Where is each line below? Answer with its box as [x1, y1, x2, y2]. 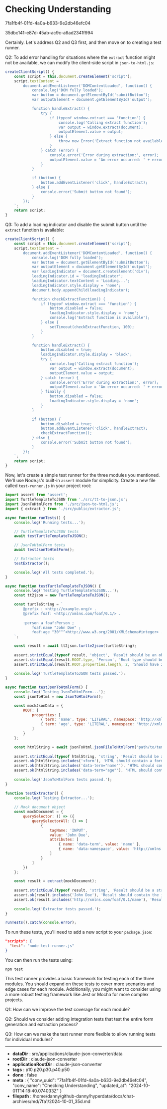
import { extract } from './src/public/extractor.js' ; [5, 506, 121, 511]
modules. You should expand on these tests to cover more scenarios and [5, 981, 155, 987]
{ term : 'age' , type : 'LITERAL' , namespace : [40, 722, 135, 727]
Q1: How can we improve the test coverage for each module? [5, 1006, 130, 1012]
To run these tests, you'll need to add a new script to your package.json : [5, 929, 153, 935]
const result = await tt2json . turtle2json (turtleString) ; [14, 643, 137, 648]
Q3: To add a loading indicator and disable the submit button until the [5, 222, 147, 228]
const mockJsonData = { [14, 703, 64, 708]
